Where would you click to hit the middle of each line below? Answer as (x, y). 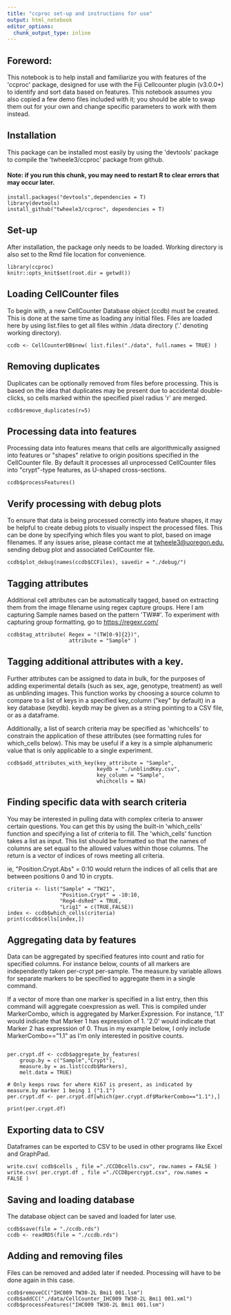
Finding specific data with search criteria (97, 802)
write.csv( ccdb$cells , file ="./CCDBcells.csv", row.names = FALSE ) (112, 1167)
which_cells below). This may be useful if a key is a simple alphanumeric (110, 743)
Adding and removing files (65, 1256)
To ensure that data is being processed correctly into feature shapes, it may (115, 521)
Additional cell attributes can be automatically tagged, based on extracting (113, 600)
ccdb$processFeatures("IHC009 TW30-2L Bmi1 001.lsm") (86, 1305)
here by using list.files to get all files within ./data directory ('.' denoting (108, 325)
